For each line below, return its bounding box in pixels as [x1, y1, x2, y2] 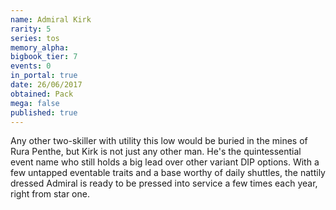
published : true [10, 107, 78, 118]
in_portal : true [10, 71, 78, 81]
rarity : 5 [10, 24, 52, 34]
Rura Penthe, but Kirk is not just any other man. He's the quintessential [10, 146, 302, 158]
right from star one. [10, 188, 90, 200]
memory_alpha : [10, 42, 70, 53]
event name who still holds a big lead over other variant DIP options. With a [10, 156, 320, 168]
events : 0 [10, 61, 52, 71]
